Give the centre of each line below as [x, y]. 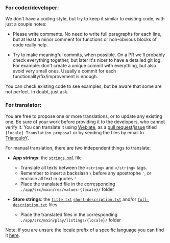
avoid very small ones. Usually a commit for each [64, 71]
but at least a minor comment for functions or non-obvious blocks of [85, 39]
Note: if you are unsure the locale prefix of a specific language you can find [85, 230]
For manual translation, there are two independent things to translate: [78, 148]
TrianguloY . [17, 138]
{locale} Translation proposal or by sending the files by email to [75, 132]
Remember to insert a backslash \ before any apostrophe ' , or [86, 173]
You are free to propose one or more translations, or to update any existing [84, 116]
